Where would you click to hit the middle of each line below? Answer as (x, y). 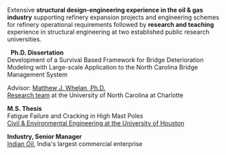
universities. (24, 39)
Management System (37, 74)
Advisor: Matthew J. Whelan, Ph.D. (56, 88)
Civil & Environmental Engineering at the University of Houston (96, 123)
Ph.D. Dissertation (37, 52)
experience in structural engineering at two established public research (109, 32)
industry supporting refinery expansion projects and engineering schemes (113, 17)
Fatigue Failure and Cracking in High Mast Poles (75, 116)
